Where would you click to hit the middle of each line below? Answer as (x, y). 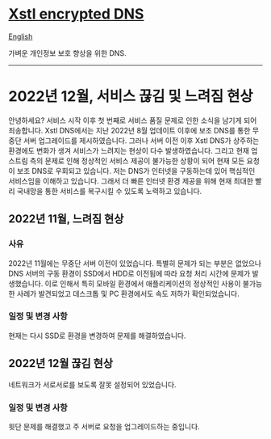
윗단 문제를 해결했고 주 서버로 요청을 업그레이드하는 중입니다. (104, 426)
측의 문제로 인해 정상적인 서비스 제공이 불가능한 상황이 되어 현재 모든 (137, 160)
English (21, 36)
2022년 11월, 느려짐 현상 (66, 219)
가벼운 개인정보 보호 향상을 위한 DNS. (67, 53)
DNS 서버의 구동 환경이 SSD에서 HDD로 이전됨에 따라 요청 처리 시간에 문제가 (129, 273)
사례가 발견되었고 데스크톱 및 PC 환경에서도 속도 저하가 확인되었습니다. (128, 293)
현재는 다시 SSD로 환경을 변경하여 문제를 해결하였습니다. (97, 336)
